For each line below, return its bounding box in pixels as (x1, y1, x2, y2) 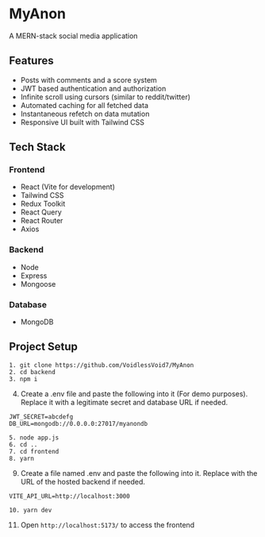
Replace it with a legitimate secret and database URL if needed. (20, 397, 229, 407)
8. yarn (9, 454, 35, 462)
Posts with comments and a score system (20, 75, 157, 84)
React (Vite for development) (20, 182, 116, 191)
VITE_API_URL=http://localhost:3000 (9, 492, 130, 500)
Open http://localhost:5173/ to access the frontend (20, 520, 195, 529)
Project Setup (9, 340, 79, 353)
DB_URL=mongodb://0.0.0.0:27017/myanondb (9, 419, 148, 427)
